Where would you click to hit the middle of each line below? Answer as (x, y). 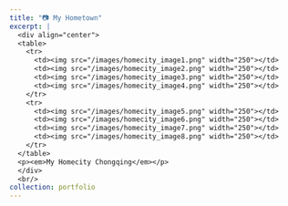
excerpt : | (30, 26)
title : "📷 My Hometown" (56, 18)
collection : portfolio (52, 188)
